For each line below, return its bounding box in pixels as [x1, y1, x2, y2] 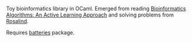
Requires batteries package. [6, 29, 75, 36]
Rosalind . [6, 18, 29, 24]
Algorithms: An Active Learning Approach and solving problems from [6, 11, 174, 18]
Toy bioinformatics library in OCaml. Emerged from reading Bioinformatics [6, 5, 186, 12]
